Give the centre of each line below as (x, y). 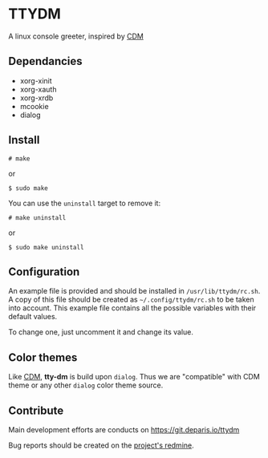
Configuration (44, 272)
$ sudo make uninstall (46, 247)
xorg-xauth (38, 89)
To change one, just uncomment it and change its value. (101, 332)
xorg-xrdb (37, 98)
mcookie (35, 106)
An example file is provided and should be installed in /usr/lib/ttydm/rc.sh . (134, 291)
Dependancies (45, 61)
